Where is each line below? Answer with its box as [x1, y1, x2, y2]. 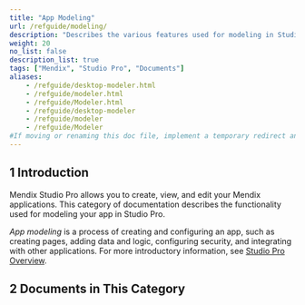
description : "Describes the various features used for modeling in [9, 30, 274, 39]
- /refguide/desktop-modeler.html [25, 81, 156, 90]
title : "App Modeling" [9, 13, 95, 23]
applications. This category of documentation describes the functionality [9, 199, 281, 210]
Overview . [9, 255, 47, 266]
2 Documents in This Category [9, 281, 186, 297]
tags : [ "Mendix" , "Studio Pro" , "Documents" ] [9, 64, 184, 74]
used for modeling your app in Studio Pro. [9, 208, 166, 219]
